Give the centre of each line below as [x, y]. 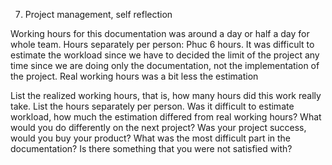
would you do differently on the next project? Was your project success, [158, 127]
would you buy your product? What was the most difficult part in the [151, 138]
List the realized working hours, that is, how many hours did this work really [166, 95]
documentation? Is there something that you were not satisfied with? [151, 148]
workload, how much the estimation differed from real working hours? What [166, 117]
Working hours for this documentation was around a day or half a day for [160, 33]
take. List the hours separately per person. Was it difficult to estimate [152, 106]
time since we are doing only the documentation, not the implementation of [165, 65]
